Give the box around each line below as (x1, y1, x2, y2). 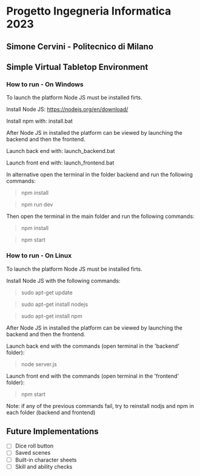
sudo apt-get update (21, 288, 73, 296)
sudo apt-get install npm (21, 312, 83, 319)
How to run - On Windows (6, 80, 84, 89)
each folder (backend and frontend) (6, 409, 96, 416)
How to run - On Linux (6, 251, 72, 260)
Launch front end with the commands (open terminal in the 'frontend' (6, 372, 179, 379)
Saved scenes (15, 449, 51, 457)
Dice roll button (15, 442, 54, 450)
